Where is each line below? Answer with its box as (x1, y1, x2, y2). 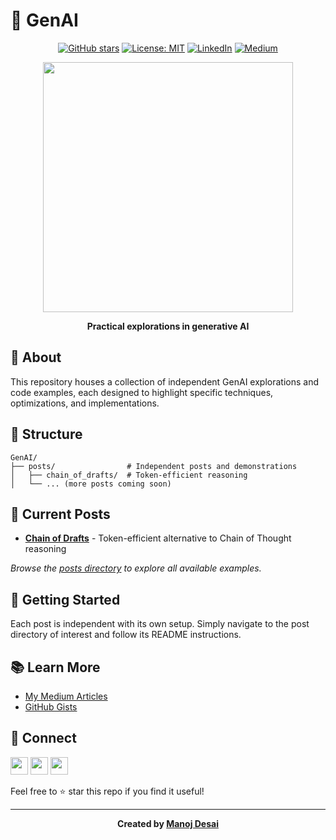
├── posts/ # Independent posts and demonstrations (10, 461, 298, 471)
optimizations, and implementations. (10, 397, 160, 409)
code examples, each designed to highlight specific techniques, (10, 386, 274, 398)
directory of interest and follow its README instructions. (10, 629, 242, 641)
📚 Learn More (10, 659, 101, 676)
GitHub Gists (24, 701, 78, 713)
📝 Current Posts (10, 505, 111, 523)
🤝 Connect (10, 730, 77, 747)
